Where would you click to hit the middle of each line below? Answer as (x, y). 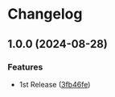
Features (25, 67)
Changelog (45, 14)
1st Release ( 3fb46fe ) (55, 84)
